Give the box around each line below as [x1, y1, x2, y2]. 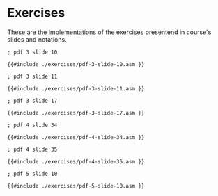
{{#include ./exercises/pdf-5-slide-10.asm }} [7, 182, 145, 189]
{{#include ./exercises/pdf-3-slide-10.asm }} [7, 60, 145, 67]
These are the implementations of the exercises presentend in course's [7, 28, 212, 36]
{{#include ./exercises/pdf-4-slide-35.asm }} [7, 158, 145, 165]
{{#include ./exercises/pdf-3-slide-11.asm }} [7, 85, 145, 92]
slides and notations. [7, 35, 68, 43]
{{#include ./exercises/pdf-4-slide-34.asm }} [7, 133, 145, 140]
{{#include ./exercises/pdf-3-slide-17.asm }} [7, 109, 145, 116]
